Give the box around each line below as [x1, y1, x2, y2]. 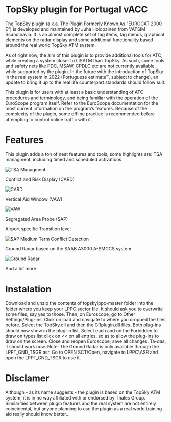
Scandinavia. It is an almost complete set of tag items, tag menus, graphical [5, 31, 164, 37]
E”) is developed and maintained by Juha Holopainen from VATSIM [5, 26, 145, 32]
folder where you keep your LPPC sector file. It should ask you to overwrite [5, 306, 163, 312]
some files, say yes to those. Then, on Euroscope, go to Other [5, 311, 135, 317]
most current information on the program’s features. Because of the [5, 105, 148, 111]
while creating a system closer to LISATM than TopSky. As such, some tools [5, 57, 165, 63]
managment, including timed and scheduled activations [5, 156, 121, 162]
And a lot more [5, 265, 37, 271]
